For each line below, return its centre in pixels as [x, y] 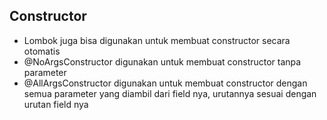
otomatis [42, 51]
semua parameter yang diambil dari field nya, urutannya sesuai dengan [170, 93]
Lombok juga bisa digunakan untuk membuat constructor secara [157, 40]
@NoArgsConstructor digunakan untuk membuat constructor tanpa [162, 61]
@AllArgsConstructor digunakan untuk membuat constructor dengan [165, 83]
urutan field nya [56, 104]
